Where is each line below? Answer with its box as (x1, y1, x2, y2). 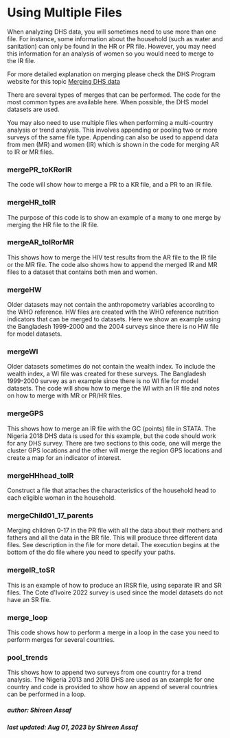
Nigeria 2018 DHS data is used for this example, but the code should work (7, 431, 216, 440)
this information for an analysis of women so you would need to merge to (7, 49, 214, 58)
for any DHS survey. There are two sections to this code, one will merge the (7, 439, 221, 447)
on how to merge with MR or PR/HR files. (7, 391, 123, 400)
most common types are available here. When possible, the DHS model (7, 97, 209, 106)
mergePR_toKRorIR (7, 165, 72, 174)
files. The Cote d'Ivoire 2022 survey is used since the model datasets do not (7, 588, 223, 597)
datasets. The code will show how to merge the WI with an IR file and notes (7, 384, 220, 393)
